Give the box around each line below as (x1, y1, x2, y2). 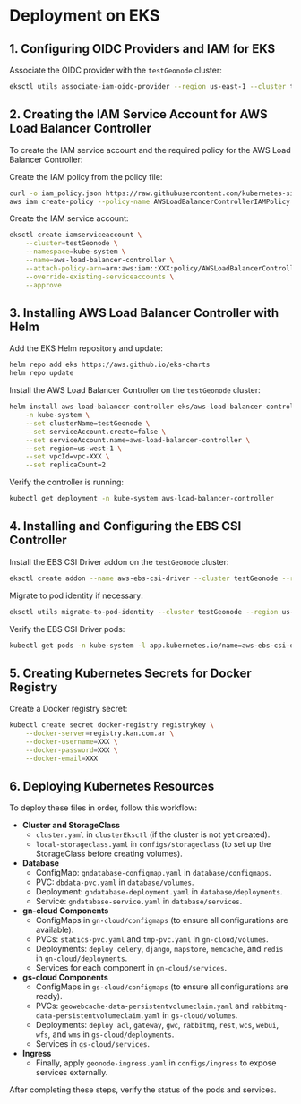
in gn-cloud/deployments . (35, 953, 128, 963)
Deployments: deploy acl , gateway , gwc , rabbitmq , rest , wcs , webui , (35, 1020, 279, 1031)
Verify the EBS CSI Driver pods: (9, 623, 125, 634)
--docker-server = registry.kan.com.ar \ (25, 729, 175, 739)
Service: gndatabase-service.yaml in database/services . (35, 896, 243, 907)
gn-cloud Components (21, 905, 109, 916)
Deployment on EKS (9, 5, 160, 26)
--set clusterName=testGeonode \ (25, 418, 150, 428)
